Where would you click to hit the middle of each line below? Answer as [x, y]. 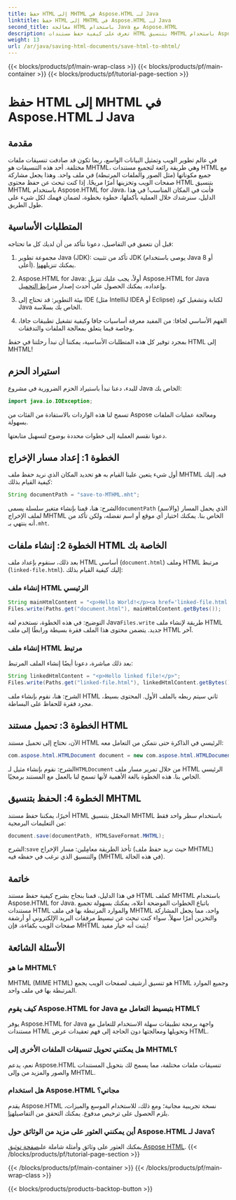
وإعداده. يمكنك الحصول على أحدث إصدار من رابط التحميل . [92, 286]
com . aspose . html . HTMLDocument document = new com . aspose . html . [102, 755]
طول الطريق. [26, 205]
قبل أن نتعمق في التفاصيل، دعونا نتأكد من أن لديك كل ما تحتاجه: [91, 244]
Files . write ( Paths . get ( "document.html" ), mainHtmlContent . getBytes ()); [114, 609]
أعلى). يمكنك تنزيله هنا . [47, 265]
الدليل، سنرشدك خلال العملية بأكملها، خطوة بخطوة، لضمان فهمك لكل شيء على [112, 197]
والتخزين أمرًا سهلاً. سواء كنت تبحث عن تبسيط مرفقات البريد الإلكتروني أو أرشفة [112, 918]
